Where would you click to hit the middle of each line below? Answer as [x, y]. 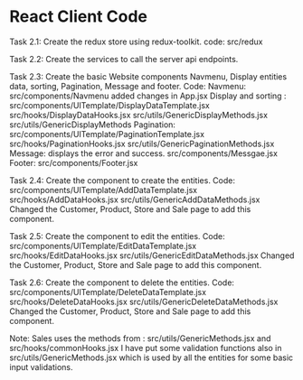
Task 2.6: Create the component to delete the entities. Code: [122, 283]
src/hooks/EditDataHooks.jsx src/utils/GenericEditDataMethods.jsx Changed [152, 255]
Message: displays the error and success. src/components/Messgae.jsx [144, 153]
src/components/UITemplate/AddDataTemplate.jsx [103, 190]
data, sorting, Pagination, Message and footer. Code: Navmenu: [128, 86]
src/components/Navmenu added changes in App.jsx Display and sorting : [148, 96]
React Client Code [78, 17]
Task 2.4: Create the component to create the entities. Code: [122, 180]
